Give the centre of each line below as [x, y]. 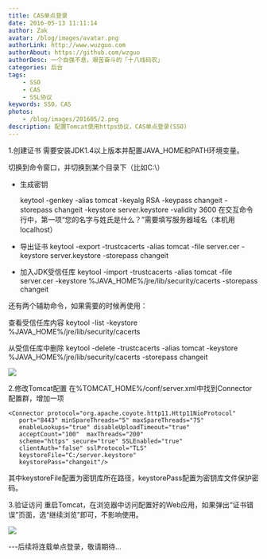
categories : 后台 [36, 68]
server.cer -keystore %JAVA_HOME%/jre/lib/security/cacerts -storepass [139, 280]
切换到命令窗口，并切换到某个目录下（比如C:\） [86, 167]
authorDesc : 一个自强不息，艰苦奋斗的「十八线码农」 [86, 61]
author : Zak [28, 30]
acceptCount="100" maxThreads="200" [81, 434]
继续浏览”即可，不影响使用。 [96, 514]
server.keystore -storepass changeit [110, 255]
